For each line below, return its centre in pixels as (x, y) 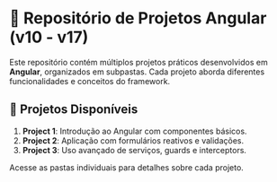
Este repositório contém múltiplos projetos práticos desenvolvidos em (138, 62)
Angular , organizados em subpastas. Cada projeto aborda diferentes (137, 72)
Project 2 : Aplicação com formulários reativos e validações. (133, 140)
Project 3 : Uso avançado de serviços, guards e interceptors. (134, 150)
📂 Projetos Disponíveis (74, 110)
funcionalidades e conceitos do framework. (90, 81)
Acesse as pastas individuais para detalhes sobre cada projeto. (127, 167)
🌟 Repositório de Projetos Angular (138, 18)
